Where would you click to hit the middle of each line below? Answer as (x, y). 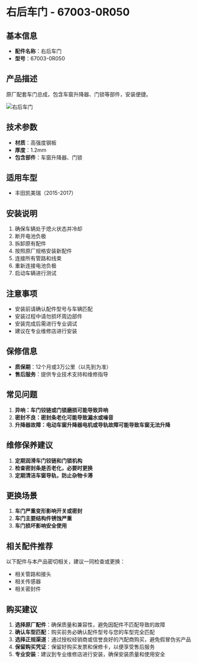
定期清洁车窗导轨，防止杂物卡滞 (54, 475)
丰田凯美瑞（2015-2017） (46, 193)
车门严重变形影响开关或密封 (49, 511)
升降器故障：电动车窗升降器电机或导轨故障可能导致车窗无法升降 (92, 425)
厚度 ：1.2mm (30, 150)
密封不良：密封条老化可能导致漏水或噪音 (64, 417)
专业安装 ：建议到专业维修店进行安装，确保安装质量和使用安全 (90, 654)
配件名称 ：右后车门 (38, 51)
